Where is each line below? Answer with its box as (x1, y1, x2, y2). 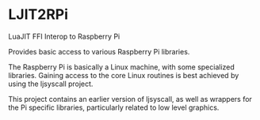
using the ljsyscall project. (8, 79, 94, 88)
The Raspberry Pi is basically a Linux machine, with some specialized (8, 62, 235, 72)
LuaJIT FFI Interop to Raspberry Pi (8, 32, 120, 41)
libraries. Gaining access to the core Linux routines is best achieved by (8, 70, 239, 80)
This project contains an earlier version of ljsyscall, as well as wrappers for (8, 94, 252, 103)
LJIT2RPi (8, 6, 69, 24)
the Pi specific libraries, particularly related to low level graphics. (8, 103, 220, 112)
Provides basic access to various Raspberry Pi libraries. (8, 47, 190, 56)
